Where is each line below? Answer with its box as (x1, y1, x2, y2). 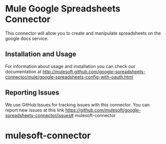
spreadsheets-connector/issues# (5, 112, 74, 118)
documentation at (5, 68, 41, 74)
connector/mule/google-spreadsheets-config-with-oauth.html (5, 73, 133, 80)
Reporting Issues (5, 88, 59, 97)
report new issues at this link (5, 107, 64, 113)
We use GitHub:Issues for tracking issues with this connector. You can (5, 101, 150, 107)
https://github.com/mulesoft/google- (65, 107, 141, 113)
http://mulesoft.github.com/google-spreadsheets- (42, 68, 146, 74)
